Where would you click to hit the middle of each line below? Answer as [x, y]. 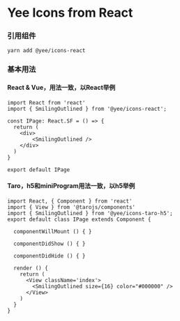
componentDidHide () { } [50, 256]
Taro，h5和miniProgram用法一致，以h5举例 [71, 186]
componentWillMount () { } [53, 231]
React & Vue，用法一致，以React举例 [61, 87]
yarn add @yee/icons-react [46, 51]
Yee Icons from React [70, 13]
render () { [31, 268]
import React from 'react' [46, 102]
